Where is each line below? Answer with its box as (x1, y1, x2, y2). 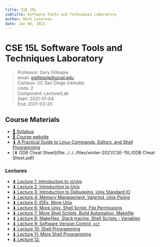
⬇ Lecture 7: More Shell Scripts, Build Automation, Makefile (12, 210, 134, 216)
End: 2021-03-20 (17, 101, 53, 107)
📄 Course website (12, 134, 49, 139)
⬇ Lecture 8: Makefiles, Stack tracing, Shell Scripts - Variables (12, 215, 141, 221)
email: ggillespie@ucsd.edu (17, 75, 74, 81)
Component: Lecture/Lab (17, 90, 69, 97)
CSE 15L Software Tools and (5, 43, 123, 54)
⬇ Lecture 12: (12, 237, 40, 243)
